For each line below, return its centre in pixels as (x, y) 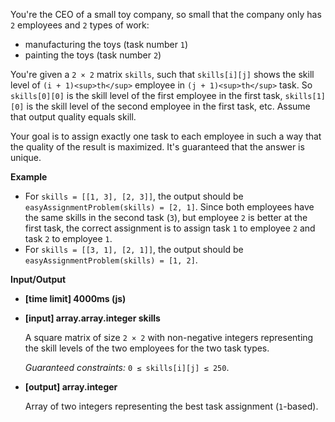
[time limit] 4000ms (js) (75, 298)
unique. (26, 157)
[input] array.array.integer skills (92, 318)
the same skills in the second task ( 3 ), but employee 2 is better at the (166, 217)
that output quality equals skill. (73, 117)
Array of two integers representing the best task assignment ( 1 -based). (171, 406)
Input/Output (38, 279)
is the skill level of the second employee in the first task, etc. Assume (168, 106)
